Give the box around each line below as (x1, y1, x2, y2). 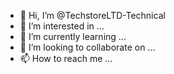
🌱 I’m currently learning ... (19, 31, 127, 42)
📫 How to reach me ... (19, 53, 113, 64)
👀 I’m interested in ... (19, 20, 105, 32)
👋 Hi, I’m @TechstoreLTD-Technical (19, 10, 166, 21)
